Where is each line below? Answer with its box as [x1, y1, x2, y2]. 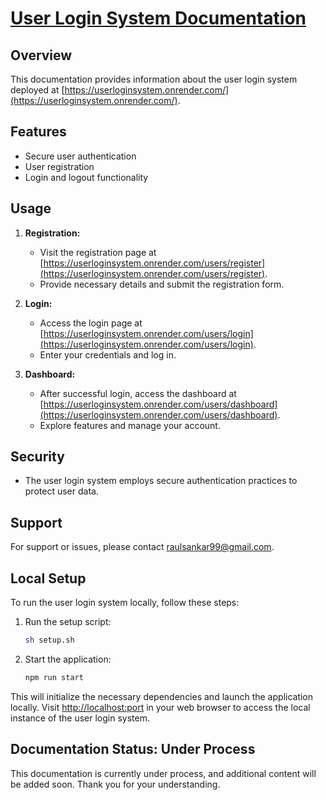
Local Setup [10, 570, 87, 587]
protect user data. [24, 485, 99, 497]
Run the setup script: [24, 616, 112, 628]
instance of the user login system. [10, 712, 150, 724]
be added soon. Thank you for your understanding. [10, 778, 221, 790]
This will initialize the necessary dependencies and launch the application [10, 690, 314, 702]
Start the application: [24, 653, 112, 665]
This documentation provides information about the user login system [10, 73, 298, 85]
